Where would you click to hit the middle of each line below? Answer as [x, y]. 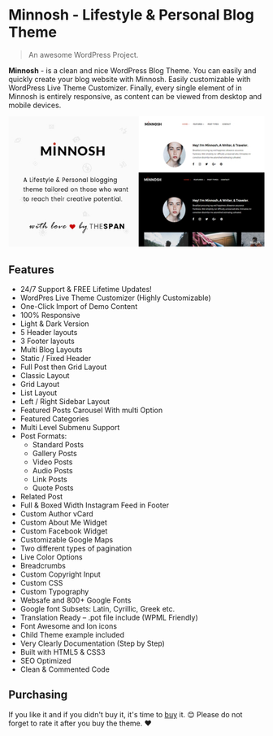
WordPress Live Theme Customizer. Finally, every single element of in [125, 88]
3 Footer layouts [47, 341]
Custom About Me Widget [63, 523]
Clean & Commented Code [65, 669]
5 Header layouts [49, 333]
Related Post [41, 497]
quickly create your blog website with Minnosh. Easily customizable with [130, 79]
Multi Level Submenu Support [70, 428]
